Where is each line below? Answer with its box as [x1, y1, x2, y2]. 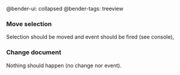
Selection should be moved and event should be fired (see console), [6, 33, 175, 40]
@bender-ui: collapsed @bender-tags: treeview [6, 5, 124, 12]
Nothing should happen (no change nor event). [6, 62, 122, 69]
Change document [6, 48, 62, 57]
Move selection [6, 20, 52, 28]
